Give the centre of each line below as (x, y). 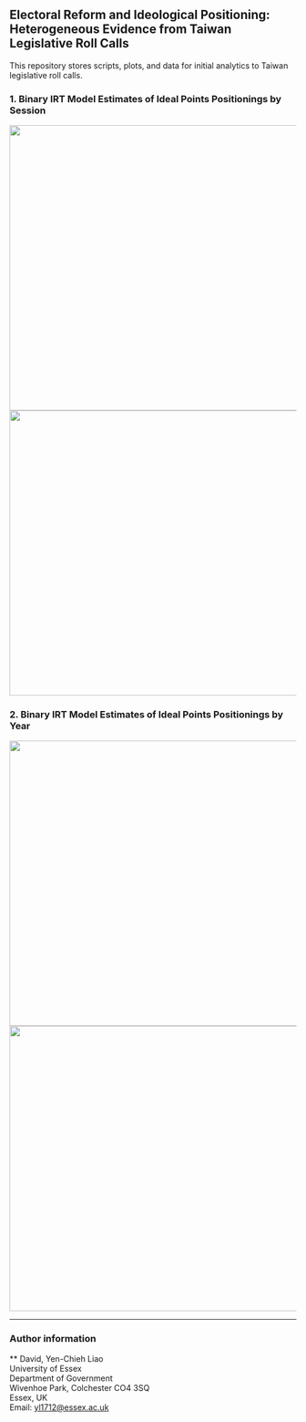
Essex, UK (29, 1397)
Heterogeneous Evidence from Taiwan (121, 30)
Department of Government (61, 1378)
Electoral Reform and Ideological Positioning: (140, 15)
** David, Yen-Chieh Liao (56, 1358)
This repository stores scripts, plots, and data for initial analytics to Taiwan (149, 65)
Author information (53, 1339)
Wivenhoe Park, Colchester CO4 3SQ (80, 1387)
